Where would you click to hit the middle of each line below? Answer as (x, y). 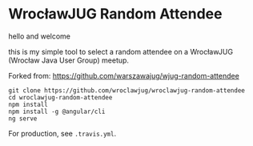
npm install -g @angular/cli (57, 112)
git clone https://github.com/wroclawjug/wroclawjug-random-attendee (127, 90)
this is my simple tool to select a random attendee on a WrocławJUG (121, 51)
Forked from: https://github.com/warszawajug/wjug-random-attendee (124, 75)
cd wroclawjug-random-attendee (60, 97)
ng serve (23, 118)
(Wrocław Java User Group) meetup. (69, 60)
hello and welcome (39, 36)
